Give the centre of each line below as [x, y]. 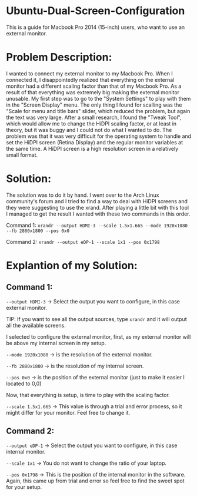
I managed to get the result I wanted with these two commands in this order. [98, 214]
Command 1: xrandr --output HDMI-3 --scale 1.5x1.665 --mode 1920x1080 [97, 225]
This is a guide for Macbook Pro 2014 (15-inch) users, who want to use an [96, 27]
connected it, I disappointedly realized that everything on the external [90, 80]
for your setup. [24, 487]
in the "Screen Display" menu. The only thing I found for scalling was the [94, 105]
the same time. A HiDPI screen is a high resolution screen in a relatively [92, 148]
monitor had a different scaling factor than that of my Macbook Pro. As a [94, 86]
